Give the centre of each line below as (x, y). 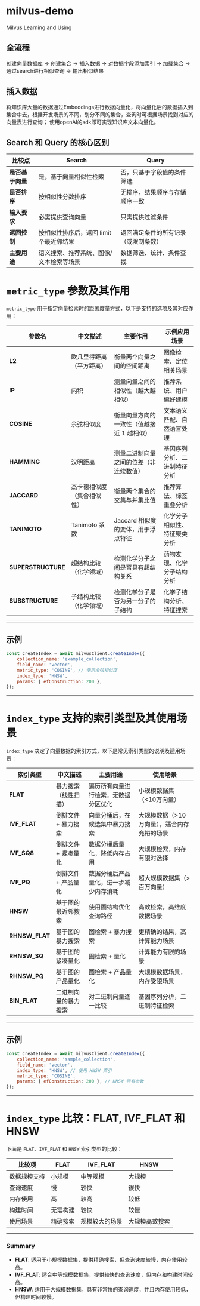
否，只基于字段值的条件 (153, 173)
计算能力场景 (156, 941)
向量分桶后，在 (110, 815)
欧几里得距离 (89, 357)
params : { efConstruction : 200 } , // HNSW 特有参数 (80, 1081)
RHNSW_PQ (26, 976)
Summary (21, 1246)
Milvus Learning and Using (39, 27)
